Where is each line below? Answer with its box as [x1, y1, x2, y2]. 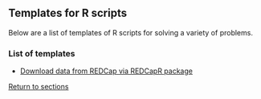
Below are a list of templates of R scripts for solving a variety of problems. [8, 27, 253, 37]
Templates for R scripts [8, 6, 127, 20]
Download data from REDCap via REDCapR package [19, 66, 193, 76]
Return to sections [8, 82, 69, 92]
